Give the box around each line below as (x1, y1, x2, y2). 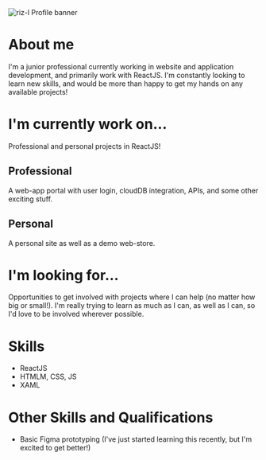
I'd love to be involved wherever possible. (8, 310, 145, 319)
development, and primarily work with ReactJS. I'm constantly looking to (8, 70, 245, 80)
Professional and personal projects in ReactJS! (8, 141, 161, 150)
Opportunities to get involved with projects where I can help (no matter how (8, 292, 256, 302)
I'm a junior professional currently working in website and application (8, 61, 234, 71)
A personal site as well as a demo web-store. (8, 238, 156, 248)
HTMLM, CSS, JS (19, 372, 77, 381)
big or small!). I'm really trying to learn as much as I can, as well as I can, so (8, 301, 256, 310)
